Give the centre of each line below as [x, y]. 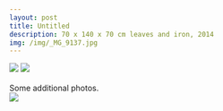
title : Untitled [39, 26]
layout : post [34, 17]
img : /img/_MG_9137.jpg [54, 43]
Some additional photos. [54, 88]
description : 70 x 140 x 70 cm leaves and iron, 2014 [112, 34]
